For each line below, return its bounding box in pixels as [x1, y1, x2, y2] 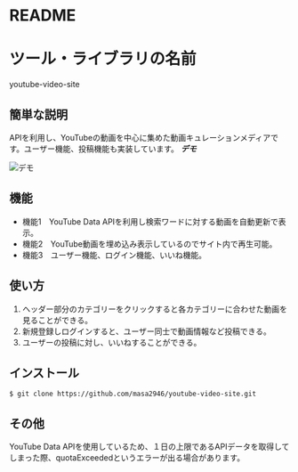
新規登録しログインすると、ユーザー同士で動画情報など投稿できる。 [21, 326, 271, 337]
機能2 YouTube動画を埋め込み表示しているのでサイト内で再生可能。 [21, 238, 278, 249]
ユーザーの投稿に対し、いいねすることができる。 [21, 337, 202, 347]
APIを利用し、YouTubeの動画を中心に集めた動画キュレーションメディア [9, 132, 271, 142]
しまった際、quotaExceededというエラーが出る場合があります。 [9, 452, 246, 463]
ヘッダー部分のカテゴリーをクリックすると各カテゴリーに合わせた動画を [21, 304, 287, 314]
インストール [9, 365, 80, 380]
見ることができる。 [21, 314, 93, 325]
